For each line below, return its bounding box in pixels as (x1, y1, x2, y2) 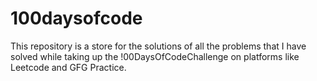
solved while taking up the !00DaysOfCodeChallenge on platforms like (10, 50, 300, 62)
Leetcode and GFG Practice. (10, 61, 127, 73)
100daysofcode (10, 7, 143, 30)
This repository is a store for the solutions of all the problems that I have (10, 40, 307, 52)
